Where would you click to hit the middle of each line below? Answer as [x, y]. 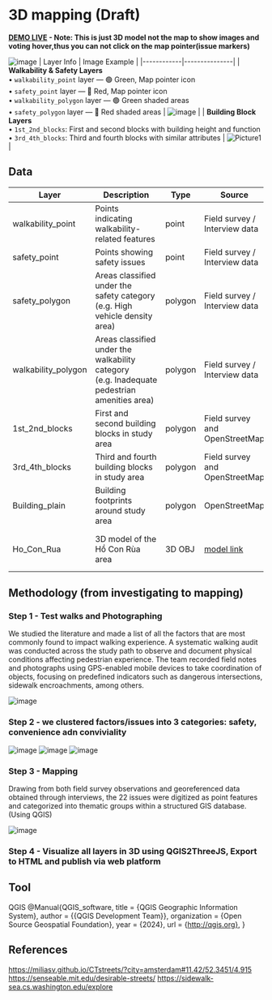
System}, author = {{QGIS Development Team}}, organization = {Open [125, 916]
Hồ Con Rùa [118, 549]
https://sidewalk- [186, 978]
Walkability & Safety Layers [55, 70]
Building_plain [39, 505]
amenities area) [125, 400]
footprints [113, 500]
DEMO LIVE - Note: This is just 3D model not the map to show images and [134, 37]
